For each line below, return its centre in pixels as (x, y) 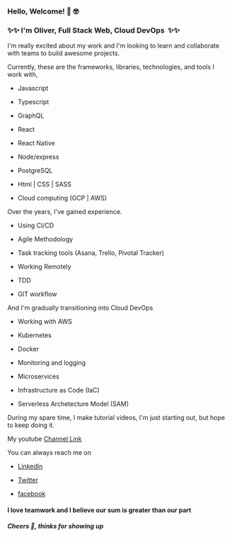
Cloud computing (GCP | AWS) (62, 198)
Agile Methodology (45, 239)
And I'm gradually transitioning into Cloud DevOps (80, 308)
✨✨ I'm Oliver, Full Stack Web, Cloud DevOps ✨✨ (94, 30)
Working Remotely (45, 267)
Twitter (28, 480)
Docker (28, 349)
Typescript (33, 102)
